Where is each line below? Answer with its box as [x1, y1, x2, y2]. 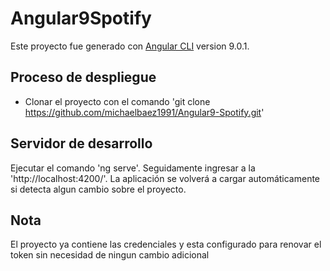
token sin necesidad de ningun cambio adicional [10, 249, 210, 261]
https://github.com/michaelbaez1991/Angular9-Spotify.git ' [24, 106, 265, 118]
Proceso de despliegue [10, 69, 157, 86]
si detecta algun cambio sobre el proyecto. [10, 183, 187, 195]
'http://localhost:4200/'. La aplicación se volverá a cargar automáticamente [10, 172, 321, 184]
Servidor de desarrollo [10, 135, 153, 152]
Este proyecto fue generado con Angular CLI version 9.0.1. [10, 40, 250, 52]
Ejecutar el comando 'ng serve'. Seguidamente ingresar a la [10, 162, 256, 174]
